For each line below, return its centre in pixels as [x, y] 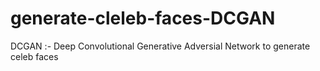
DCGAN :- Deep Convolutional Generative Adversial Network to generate [160, 46]
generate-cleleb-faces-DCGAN [143, 18]
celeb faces [34, 56]
